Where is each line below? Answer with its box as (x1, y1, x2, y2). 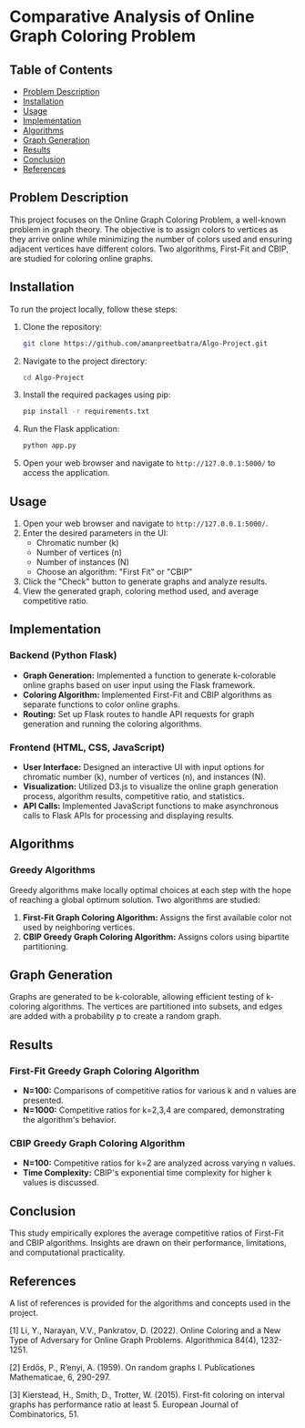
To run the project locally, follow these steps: (9, 303, 178, 314)
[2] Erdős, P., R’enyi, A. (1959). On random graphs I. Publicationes (9, 1362, 256, 1373)
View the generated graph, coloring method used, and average (22, 585, 259, 596)
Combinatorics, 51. (9, 1409, 80, 1420)
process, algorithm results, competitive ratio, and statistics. (22, 790, 245, 801)
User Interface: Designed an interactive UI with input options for (22, 761, 265, 772)
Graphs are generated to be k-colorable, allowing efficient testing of (9, 991, 264, 1002)
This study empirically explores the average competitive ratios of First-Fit (9, 1228, 284, 1238)
